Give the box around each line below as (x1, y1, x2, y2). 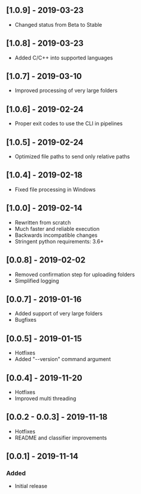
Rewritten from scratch (14, 218, 71, 226)
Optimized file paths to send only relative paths (14, 153, 130, 160)
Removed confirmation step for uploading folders (14, 271, 135, 278)
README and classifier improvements (14, 434, 107, 441)
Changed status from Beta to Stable (14, 21, 102, 28)
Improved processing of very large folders (14, 87, 118, 94)
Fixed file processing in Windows (14, 186, 96, 193)
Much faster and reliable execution (14, 225, 100, 232)
